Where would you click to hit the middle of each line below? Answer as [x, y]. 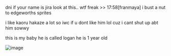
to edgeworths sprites [29, 13]
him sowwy [17, 28]
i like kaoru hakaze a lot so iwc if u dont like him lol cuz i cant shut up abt [82, 23]
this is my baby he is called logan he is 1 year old [56, 38]
